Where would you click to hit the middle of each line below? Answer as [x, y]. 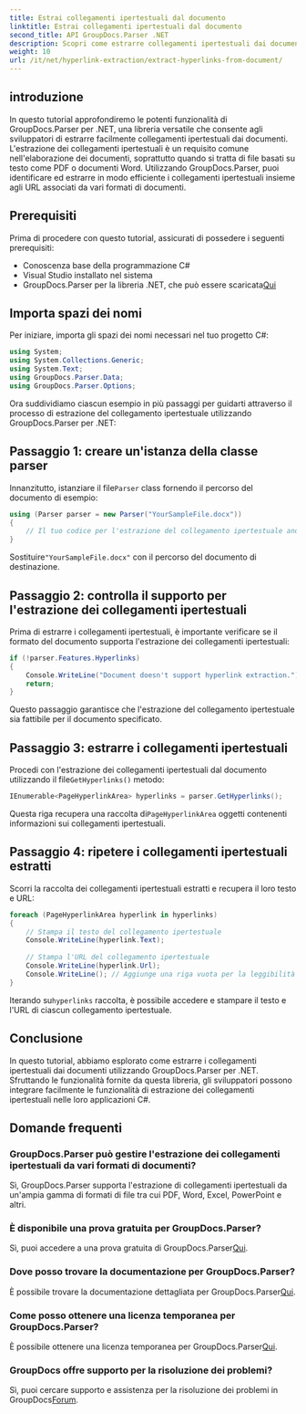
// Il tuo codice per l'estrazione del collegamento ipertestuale [154, 531]
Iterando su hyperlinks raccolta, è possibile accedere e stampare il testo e [148, 1000]
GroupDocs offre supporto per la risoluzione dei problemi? [141, 1370]
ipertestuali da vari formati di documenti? [103, 1165]
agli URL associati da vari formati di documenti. [98, 187]
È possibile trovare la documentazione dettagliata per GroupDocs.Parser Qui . [153, 1292]
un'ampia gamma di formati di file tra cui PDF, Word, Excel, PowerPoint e [146, 1195]
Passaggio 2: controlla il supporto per [118, 596]
